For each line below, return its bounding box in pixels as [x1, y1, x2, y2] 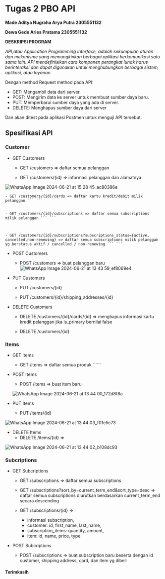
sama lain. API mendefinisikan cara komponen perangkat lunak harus [5, 59, 148, 65]
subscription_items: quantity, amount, [27, 528, 104, 534]
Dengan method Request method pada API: [5, 79, 94, 85]
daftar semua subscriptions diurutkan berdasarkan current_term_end [19, 492, 161, 498]
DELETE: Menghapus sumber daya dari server [12, 105, 107, 111]
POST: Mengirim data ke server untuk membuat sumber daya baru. [12, 94, 150, 100]
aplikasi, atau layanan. [5, 69, 52, 75]
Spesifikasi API [5, 129, 53, 137]
